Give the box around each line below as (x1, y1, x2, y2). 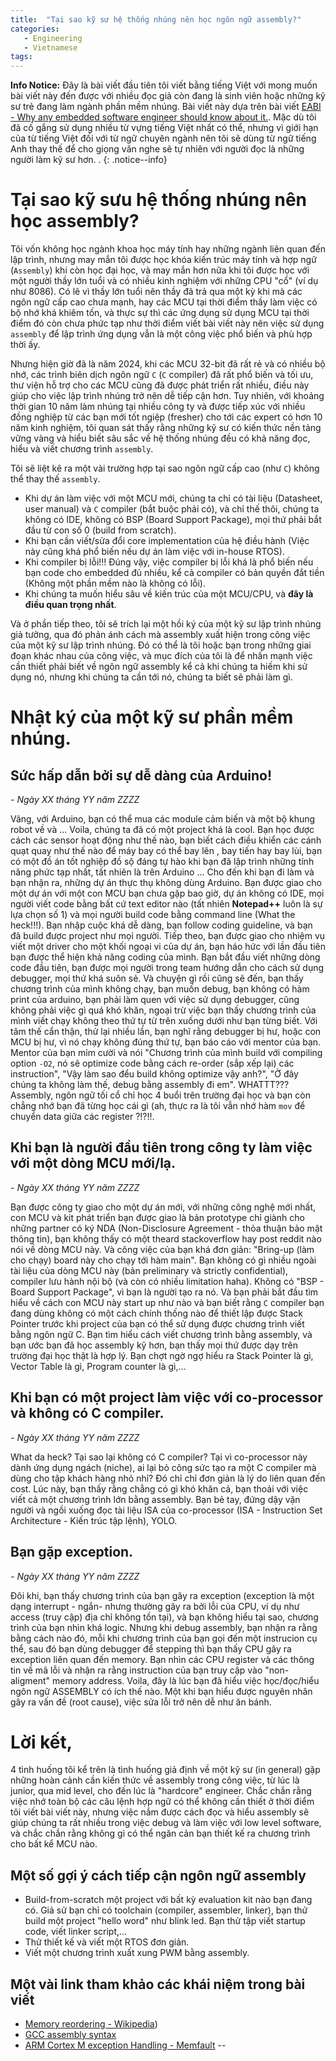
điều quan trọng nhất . (24, 599, 117, 611)
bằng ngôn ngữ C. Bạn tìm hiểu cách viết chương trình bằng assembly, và (10, 1328, 313, 1340)
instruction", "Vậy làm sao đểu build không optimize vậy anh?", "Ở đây (10, 1068, 299, 1080)
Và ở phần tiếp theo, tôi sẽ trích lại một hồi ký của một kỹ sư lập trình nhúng (10, 618, 322, 630)
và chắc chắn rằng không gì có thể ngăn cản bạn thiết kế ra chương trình (10, 1827, 311, 1840)
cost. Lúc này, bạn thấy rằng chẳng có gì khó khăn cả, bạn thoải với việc (10, 1482, 309, 1495)
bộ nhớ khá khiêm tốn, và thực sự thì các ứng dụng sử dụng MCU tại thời (10, 307, 310, 319)
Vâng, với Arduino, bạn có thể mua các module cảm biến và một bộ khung (10, 813, 316, 825)
